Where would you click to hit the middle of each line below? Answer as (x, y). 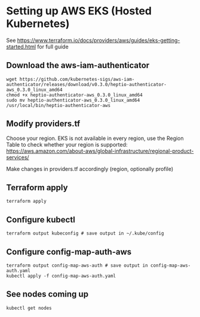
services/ (18, 157)
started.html (21, 47)
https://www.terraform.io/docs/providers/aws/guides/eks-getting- (99, 40)
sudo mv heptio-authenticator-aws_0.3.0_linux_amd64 (73, 100)
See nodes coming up (47, 294)
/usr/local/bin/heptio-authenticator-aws (59, 105)
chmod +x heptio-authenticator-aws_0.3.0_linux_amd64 (75, 95)
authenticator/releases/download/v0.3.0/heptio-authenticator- (87, 84)
